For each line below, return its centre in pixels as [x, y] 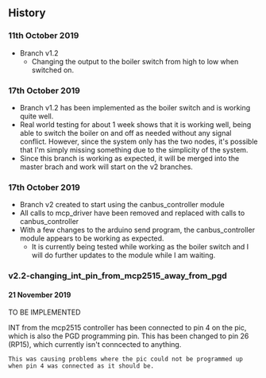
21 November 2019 [40, 295]
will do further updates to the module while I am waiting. [123, 255]
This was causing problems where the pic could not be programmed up [126, 359]
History [27, 13]
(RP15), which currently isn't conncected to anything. [95, 345]
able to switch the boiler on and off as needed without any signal [125, 133]
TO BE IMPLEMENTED [44, 312]
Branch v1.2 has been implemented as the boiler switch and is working [135, 107]
